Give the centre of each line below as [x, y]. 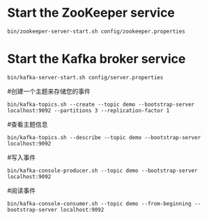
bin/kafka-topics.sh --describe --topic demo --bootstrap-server [104, 137]
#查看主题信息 [28, 124]
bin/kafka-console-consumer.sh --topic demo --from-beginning [99, 203]
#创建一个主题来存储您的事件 [49, 91]
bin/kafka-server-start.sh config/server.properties [85, 77]
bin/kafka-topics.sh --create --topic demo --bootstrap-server [101, 104]
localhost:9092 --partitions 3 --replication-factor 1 [89, 110]
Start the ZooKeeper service [91, 13]
